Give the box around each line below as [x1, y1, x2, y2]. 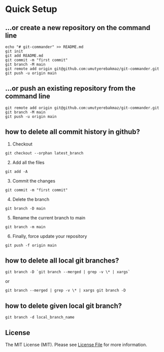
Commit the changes [12, 177, 56, 183]
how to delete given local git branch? [5, 301, 122, 310]
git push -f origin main [5, 242, 57, 248]
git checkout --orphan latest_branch [5, 150, 84, 155]
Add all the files [12, 159, 45, 165]
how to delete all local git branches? [5, 256, 120, 265]
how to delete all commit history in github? [5, 127, 141, 136]
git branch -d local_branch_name [5, 315, 75, 320]
